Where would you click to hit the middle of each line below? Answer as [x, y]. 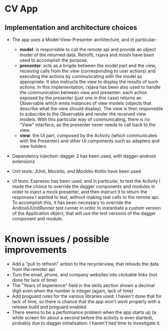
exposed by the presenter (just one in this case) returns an [80, 98]
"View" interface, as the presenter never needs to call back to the [88, 125]
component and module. [38, 219]
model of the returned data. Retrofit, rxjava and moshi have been [87, 55]
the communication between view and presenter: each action [83, 92]
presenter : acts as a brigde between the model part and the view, [88, 66]
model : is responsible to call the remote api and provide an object [88, 49]
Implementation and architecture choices [71, 28]
